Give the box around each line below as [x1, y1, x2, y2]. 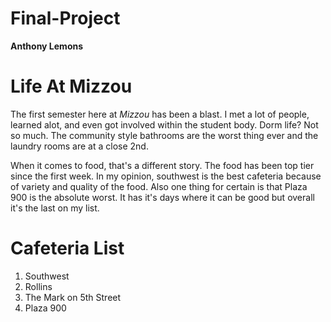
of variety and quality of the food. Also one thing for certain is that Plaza [10, 180, 308, 192]
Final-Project [10, 7, 121, 30]
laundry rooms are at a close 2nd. [10, 140, 149, 152]
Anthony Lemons [10, 40, 84, 52]
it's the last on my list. [10, 202, 100, 214]
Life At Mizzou [10, 75, 133, 98]
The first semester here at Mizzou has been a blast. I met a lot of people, [10, 108, 310, 120]
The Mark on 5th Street [24, 291, 122, 303]
